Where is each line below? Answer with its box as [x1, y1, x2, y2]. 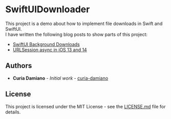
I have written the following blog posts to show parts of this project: [5, 31, 147, 37]
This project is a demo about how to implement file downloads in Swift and [5, 20, 163, 27]
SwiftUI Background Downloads [12, 41, 80, 47]
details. [5, 109, 21, 115]
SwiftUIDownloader [5, 4, 90, 15]
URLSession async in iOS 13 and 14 [12, 46, 87, 53]
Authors [5, 61, 32, 70]
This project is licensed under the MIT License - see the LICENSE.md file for [5, 103, 166, 109]
